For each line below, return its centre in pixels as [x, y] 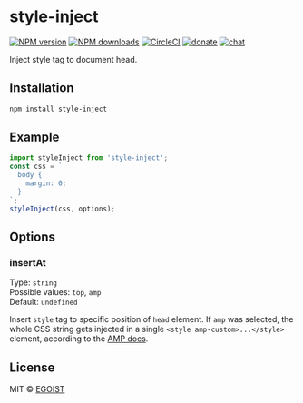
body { [30, 175]
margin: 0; [46, 183]
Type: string [33, 282]
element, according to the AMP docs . [79, 339]
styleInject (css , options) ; [63, 209]
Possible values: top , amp [55, 292]
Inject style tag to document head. [73, 59]
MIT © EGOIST [37, 389]
